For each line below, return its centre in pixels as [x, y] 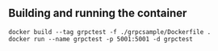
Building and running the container [98, 13]
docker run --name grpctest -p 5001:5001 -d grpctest [101, 39]
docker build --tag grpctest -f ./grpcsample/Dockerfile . [110, 32]
